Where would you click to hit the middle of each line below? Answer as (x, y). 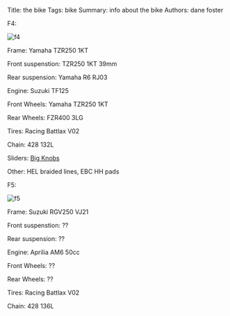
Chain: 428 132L (31, 144)
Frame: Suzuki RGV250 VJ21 (48, 212)
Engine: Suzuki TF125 (38, 91)
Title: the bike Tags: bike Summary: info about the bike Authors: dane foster (115, 10)
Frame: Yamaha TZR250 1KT (48, 50)
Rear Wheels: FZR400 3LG (45, 118)
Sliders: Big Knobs (34, 158)
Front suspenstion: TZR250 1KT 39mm (62, 64)
